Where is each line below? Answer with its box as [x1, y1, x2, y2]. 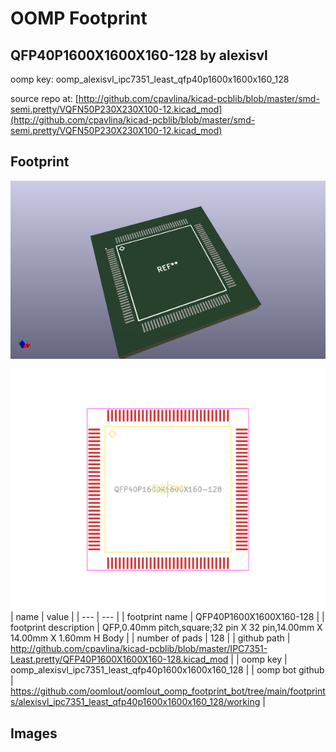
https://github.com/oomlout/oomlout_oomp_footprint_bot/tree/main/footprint [10, 685, 326, 697]
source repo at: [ [10, 93, 79, 104]
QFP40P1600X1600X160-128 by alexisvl [10, 47, 268, 64]
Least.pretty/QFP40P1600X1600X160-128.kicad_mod [10, 653, 229, 666]
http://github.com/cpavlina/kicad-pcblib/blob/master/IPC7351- [10, 643, 268, 655]
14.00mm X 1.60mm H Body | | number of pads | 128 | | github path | [10, 632, 291, 644]
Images [10, 725, 58, 742]
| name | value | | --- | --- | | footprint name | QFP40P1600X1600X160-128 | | [10, 611, 325, 623]
